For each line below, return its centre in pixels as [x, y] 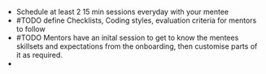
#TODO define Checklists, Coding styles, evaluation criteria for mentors [136, 20]
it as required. [39, 55]
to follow [31, 29]
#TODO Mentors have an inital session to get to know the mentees [127, 37]
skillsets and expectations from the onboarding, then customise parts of [137, 46]
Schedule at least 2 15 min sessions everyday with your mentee [122, 12]
